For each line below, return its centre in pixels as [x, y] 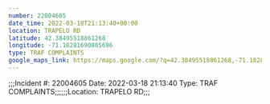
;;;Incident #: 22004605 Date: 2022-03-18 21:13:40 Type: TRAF [113, 83]
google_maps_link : [39, 61]
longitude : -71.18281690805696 [61, 46]
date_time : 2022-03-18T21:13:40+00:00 [73, 23]
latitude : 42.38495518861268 [57, 38]
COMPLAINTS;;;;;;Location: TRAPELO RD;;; [79, 91]
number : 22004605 [37, 16]
